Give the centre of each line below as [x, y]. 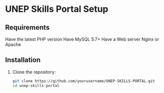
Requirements [27, 27]
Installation [23, 60]
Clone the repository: [34, 72]
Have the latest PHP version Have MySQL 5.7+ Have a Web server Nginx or [82, 39]
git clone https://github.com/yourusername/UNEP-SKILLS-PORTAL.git [83, 81]
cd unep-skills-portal [36, 86]
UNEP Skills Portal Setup [57, 9]
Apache [13, 45]
